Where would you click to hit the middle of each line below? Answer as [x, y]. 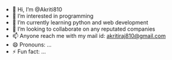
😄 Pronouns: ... [32, 45]
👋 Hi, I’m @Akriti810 [37, 9]
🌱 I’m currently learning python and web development [80, 22]
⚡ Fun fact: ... [29, 51]
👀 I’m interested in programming [53, 16]
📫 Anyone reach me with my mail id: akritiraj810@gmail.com [89, 36]
